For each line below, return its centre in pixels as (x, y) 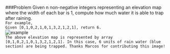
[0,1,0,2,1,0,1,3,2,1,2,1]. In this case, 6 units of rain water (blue (83, 42)
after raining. (19, 18)
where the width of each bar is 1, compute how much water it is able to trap (84, 13)
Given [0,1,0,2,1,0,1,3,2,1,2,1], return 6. (53, 28)
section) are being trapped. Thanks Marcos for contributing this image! (86, 46)
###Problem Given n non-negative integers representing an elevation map (83, 7)
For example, (19, 23)
